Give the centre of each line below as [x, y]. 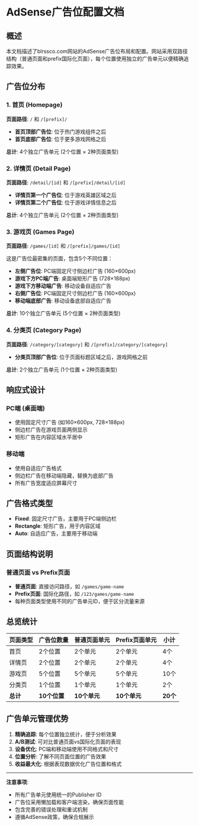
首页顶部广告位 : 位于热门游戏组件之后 [60, 132]
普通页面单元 [92, 640]
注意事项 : [17, 782]
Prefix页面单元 [136, 640]
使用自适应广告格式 [38, 468]
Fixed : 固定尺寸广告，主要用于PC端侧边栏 [65, 519]
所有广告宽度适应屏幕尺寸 [46, 483]
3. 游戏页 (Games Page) [40, 232]
